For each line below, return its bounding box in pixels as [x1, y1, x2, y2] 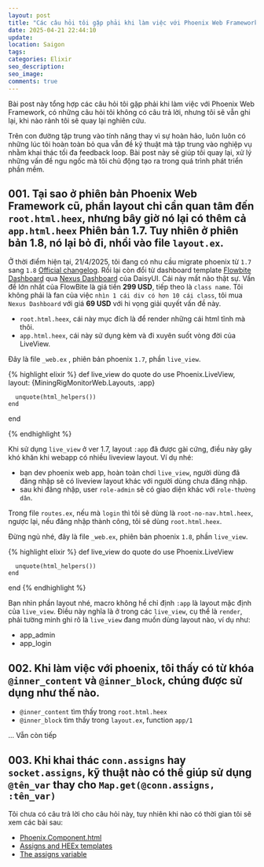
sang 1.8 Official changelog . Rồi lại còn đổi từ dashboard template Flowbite [8, 265, 251, 275]
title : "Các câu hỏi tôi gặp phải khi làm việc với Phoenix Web [8, 19, 223, 27]
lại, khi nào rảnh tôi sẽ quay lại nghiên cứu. [8, 116, 147, 125]
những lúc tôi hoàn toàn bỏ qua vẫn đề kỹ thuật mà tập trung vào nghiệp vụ [8, 139, 253, 149]
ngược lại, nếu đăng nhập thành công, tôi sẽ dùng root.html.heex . [8, 517, 222, 526]
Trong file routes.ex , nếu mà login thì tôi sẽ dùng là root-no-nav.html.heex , [8, 508, 254, 518]
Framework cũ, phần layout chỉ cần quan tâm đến [8, 199, 255, 212]
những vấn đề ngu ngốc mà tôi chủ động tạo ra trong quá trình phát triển [8, 156, 244, 165]
